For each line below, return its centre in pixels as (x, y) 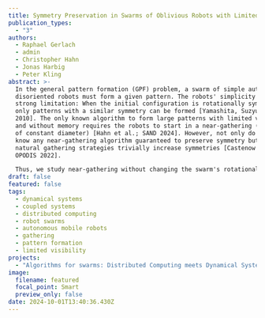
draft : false (30, 177)
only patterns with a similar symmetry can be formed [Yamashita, (127, 112)
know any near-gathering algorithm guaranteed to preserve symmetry (130, 140)
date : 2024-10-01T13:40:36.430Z (61, 302)
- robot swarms (40, 221)
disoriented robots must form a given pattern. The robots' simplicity (136, 97)
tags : (17, 191)
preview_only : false (49, 295)
